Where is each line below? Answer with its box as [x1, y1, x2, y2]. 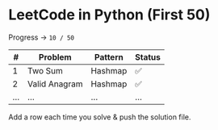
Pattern [94, 51, 124, 62]
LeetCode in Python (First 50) [8, 6, 211, 24]
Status [134, 51, 161, 62]
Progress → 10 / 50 [8, 32, 75, 42]
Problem [39, 51, 72, 62]
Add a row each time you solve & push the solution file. [8, 111, 191, 122]
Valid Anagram [27, 78, 83, 90]
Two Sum [27, 65, 63, 76]
